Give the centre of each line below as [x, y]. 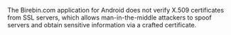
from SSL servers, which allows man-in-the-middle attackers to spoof [109, 17]
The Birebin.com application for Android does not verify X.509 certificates [116, 10]
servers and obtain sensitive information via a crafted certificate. [102, 25]
